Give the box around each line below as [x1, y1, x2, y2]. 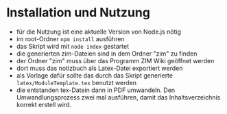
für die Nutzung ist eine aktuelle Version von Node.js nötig [16, 27, 182, 36]
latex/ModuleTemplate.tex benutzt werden [16, 78, 137, 87]
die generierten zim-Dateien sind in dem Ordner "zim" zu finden [16, 49, 198, 58]
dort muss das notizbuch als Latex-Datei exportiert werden [16, 64, 183, 72]
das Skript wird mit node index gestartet [16, 42, 130, 50]
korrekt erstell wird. [16, 100, 72, 109]
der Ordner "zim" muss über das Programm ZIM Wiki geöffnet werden [16, 56, 215, 65]
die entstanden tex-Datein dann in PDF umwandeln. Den [16, 86, 176, 94]
